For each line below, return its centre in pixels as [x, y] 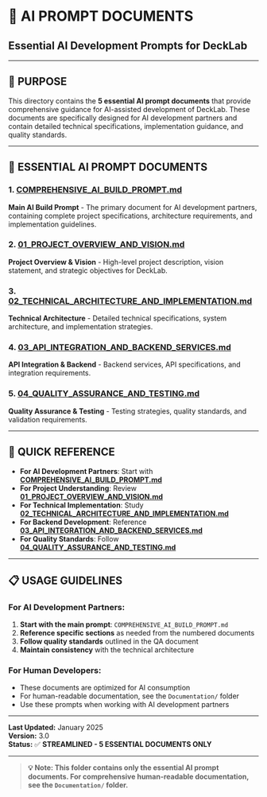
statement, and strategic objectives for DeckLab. [88, 270]
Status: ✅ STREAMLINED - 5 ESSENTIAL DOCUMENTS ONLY [110, 745]
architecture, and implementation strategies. [81, 327]
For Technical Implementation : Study [82, 505]
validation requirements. [48, 419]
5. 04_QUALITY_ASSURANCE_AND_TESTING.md [104, 394]
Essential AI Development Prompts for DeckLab [128, 46]
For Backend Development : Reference [83, 522]
